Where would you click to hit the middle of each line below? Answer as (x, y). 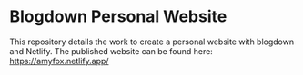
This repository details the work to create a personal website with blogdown (151, 42)
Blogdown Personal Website (118, 17)
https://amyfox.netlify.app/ (59, 61)
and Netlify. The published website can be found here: (111, 51)
